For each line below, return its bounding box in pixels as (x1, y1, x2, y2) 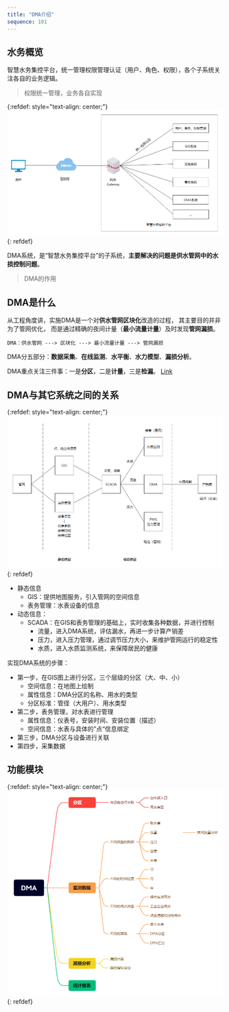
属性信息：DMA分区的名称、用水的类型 (27, 690, 138, 699)
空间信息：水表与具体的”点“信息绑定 (27, 725, 129, 733)
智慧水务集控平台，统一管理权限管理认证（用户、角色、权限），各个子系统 (7, 66, 215, 74)
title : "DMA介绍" (7, 11, 55, 18)
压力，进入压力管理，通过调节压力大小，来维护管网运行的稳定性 (37, 635, 218, 644)
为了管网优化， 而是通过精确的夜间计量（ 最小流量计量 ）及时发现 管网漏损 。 (7, 325, 219, 333)
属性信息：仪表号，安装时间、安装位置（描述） (27, 716, 160, 725)
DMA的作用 (23, 274, 57, 283)
